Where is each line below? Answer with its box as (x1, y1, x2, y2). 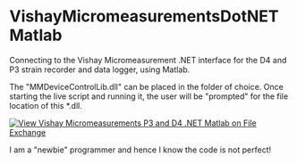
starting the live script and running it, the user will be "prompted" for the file (9, 91, 289, 102)
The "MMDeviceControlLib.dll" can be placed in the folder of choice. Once (9, 81, 284, 92)
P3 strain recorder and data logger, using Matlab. (9, 64, 191, 75)
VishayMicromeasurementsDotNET (9, 6, 279, 27)
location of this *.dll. (9, 100, 82, 111)
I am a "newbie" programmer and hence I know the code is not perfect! (9, 144, 272, 155)
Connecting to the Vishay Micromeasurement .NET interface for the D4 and (9, 54, 287, 65)
